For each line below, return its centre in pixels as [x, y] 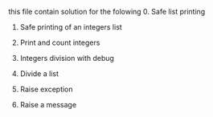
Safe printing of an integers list [71, 27]
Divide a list [39, 74]
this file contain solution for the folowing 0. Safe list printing [107, 12]
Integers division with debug [67, 58]
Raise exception [47, 89]
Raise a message [48, 105]
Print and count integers [60, 42]
